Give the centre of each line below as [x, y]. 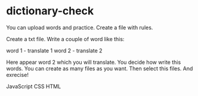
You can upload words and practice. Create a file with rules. [80, 27]
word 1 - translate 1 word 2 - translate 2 [54, 50]
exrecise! [17, 75]
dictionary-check [50, 11]
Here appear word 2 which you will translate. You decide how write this [94, 62]
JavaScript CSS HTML [34, 86]
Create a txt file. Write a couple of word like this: [65, 39]
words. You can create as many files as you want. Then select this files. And [100, 68]
